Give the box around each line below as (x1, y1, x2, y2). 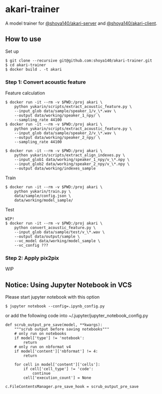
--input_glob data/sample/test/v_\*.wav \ (14, 230, 105, 235)
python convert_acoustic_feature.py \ (14, 226, 96, 231)
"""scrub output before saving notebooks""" (14, 327, 110, 332)
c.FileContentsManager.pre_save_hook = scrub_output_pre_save (5, 384, 139, 389)
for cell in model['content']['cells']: (14, 362, 100, 367)
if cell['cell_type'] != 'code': (23, 367, 94, 372)
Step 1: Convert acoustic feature (5, 78, 86, 85)
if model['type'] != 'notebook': (14, 335, 85, 341)
